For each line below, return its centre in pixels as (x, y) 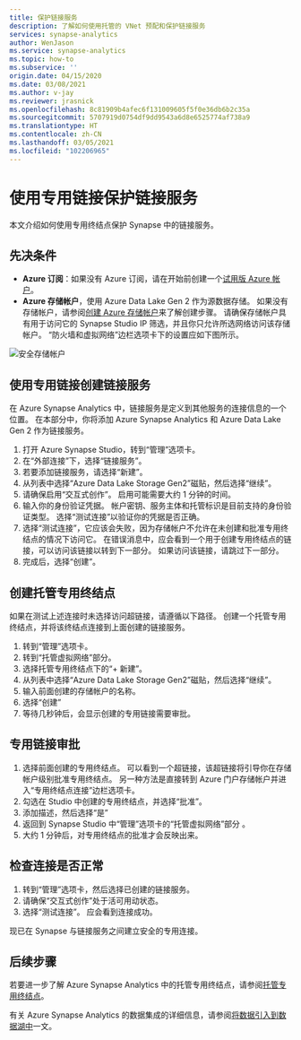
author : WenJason (42, 43)
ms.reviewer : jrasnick (52, 101)
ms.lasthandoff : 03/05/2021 (62, 143)
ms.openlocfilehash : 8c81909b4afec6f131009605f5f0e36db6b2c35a (130, 109)
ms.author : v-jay (42, 92)
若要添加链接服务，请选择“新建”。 (85, 472)
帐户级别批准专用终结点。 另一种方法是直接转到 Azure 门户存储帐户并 (150, 779)
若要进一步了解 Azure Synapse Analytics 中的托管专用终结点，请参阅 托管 (144, 985)
